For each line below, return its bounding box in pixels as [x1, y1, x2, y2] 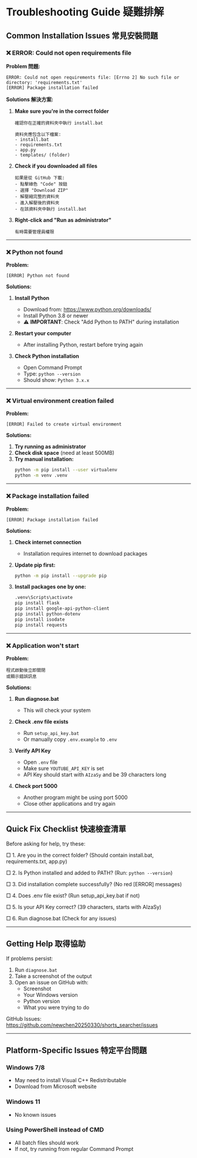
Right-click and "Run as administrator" [14, 216, 111, 224]
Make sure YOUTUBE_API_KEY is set [23, 764, 104, 771]
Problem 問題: [6, 62, 40, 69]
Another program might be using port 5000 [23, 794, 128, 801]
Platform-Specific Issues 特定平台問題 [6, 1045, 147, 1055]
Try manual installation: [14, 455, 74, 462]
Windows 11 [6, 1098, 40, 1106]
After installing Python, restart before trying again [23, 341, 144, 348]
